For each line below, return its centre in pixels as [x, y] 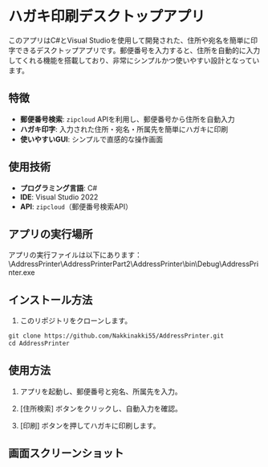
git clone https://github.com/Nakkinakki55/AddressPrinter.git [116, 336]
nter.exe [22, 272]
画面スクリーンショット [66, 454]
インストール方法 [51, 299]
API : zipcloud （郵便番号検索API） [76, 207]
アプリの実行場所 [51, 234]
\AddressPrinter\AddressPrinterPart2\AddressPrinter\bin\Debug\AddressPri [134, 264]
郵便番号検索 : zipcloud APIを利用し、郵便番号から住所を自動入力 [127, 119]
